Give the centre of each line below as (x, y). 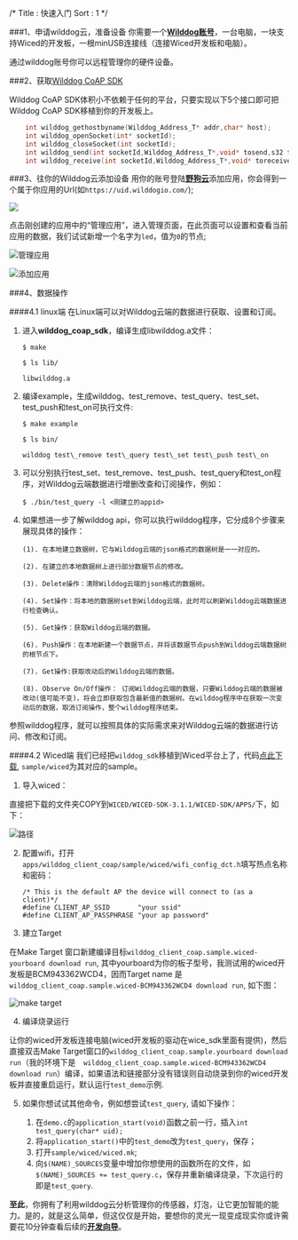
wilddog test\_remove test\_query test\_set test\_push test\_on (145, 456)
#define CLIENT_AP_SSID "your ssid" (102, 908)
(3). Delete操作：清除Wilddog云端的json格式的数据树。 (115, 584)
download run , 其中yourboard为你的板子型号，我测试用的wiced (163, 963)
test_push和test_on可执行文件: (78, 408)
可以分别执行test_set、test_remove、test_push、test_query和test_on (148, 473)
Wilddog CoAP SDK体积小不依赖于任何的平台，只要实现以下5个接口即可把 (144, 99)
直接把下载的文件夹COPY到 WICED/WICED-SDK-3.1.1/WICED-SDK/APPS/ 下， (141, 804)
